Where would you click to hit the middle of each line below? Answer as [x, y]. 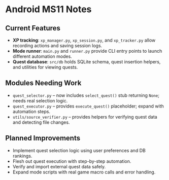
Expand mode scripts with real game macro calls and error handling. [84, 172]
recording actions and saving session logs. [57, 46]
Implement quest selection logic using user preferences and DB [79, 150]
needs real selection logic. [40, 100]
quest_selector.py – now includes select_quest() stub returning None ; [86, 95]
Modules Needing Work [43, 83]
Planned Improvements [43, 138]
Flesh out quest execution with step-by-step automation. [72, 161]
